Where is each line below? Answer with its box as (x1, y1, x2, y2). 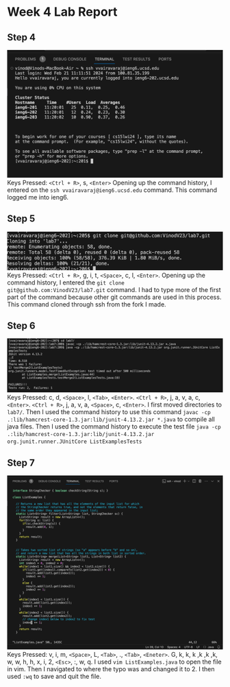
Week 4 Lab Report (7, 4, 118, 20)
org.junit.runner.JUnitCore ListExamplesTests (7, 438, 142, 446)
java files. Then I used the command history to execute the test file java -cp (7, 422, 221, 431)
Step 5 (7, 213, 36, 225)
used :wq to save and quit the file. (7, 672, 101, 680)
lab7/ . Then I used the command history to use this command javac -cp (7, 408, 211, 416)
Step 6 (7, 320, 36, 332)
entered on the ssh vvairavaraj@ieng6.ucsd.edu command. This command (7, 186, 218, 194)
